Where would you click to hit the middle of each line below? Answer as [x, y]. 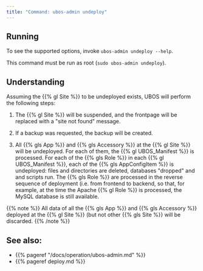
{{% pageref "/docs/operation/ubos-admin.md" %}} [80, 255]
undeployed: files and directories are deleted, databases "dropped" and [105, 171]
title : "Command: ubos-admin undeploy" [57, 12]
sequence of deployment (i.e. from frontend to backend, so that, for [100, 184]
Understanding [36, 82]
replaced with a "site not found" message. [68, 122]
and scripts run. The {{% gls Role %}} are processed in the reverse [99, 177]
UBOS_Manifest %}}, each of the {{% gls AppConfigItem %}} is [95, 164]
